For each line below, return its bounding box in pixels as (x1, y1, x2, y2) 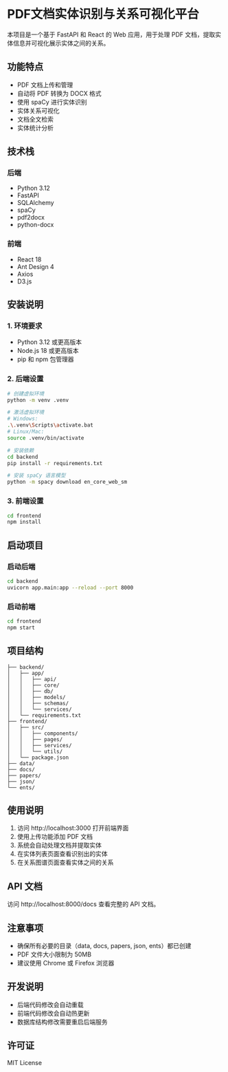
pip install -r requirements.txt (7, 460, 103, 467)
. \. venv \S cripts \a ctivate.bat (7, 422, 94, 429)
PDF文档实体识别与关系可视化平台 (7, 6, 199, 22)
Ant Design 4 (16, 262, 55, 270)
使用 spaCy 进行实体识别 (16, 98, 87, 106)
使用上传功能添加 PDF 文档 (16, 833, 93, 841)
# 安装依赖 (7, 447, 34, 454)
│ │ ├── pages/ (7, 736, 63, 743)
